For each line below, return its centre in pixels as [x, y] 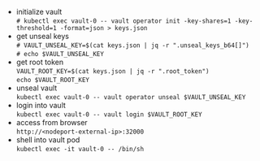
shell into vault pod [48, 140]
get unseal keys [43, 36]
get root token [40, 62]
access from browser [52, 122]
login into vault [41, 105]
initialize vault [39, 12]
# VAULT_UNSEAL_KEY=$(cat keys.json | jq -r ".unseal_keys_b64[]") [132, 46]
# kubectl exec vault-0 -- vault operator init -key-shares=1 [123, 21]
